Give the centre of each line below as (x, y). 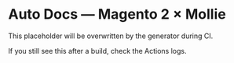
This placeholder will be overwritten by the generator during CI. (111, 36)
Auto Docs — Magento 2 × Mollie (117, 14)
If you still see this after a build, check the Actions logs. (97, 51)
